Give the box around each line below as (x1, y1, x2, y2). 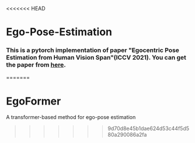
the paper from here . (6, 61, 66, 69)
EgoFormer (6, 95, 61, 107)
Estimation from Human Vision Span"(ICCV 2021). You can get (6, 54, 187, 62)
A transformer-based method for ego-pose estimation (6, 114, 136, 121)
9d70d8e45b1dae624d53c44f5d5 (107, 125, 190, 132)
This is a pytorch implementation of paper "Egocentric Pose (6, 46, 180, 54)
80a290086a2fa (107, 131, 147, 138)
